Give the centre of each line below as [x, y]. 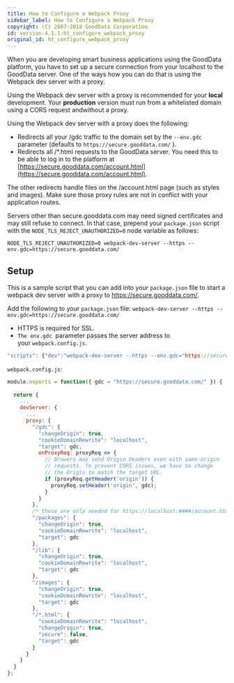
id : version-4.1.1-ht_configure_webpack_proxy [76, 33]
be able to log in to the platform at [66, 159]
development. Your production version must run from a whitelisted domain [114, 102]
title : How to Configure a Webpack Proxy [68, 14]
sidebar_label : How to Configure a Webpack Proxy [81, 20]
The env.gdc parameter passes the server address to [94, 335]
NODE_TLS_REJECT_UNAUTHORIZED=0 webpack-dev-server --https [96, 244]
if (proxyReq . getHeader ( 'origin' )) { [99, 479]
